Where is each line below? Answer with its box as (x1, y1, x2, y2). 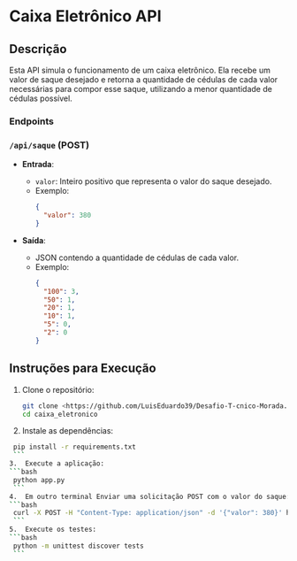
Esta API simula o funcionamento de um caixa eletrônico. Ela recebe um (9, 65, 271, 75)
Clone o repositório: (21, 384, 95, 395)
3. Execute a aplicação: (9, 459, 104, 468)
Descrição (9, 42, 67, 57)
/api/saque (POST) (9, 139, 90, 151)
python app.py (12, 475, 65, 484)
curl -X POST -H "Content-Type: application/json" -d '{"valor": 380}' (12, 509, 283, 518)
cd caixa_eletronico (21, 410, 98, 419)
